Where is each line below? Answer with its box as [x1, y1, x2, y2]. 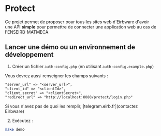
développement [5, 51, 54, 59]
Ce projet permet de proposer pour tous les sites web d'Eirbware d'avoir [5, 19, 149, 25]
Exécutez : [12, 118, 33, 123]
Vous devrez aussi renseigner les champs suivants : [5, 73, 108, 79]
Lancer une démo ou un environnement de [5, 43, 135, 51]
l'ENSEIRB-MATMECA [5, 29, 49, 35]
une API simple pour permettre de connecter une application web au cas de [5, 24, 157, 29]
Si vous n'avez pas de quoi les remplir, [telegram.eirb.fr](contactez [5, 103, 138, 109]
